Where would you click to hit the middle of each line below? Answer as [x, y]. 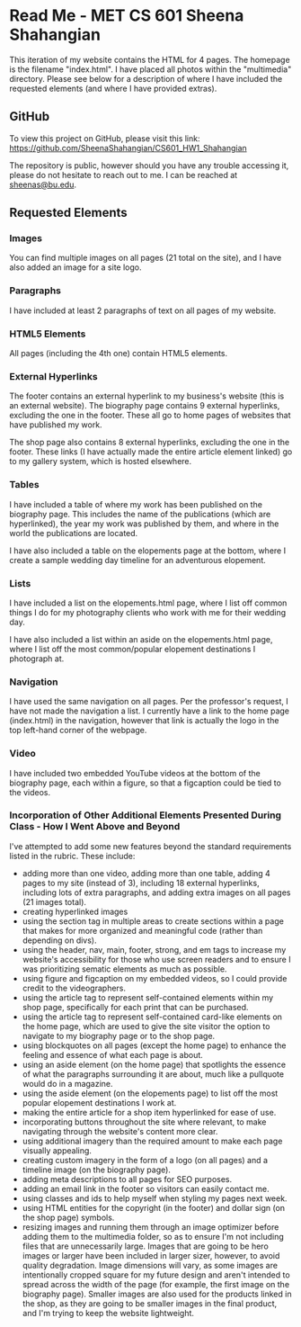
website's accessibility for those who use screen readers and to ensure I [156, 959]
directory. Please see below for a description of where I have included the [146, 78]
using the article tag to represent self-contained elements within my [148, 997]
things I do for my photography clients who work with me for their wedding [148, 612]
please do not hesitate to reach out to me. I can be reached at [124, 175]
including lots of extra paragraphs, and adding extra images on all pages [156, 892]
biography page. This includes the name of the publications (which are [140, 514]
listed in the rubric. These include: [72, 856]
